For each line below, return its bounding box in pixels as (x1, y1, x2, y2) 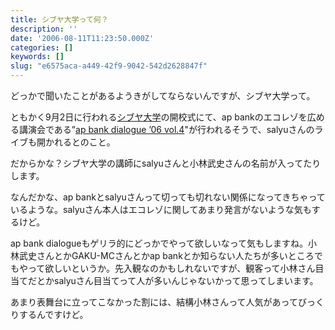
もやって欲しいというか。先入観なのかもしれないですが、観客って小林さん (10, 262, 316, 274)
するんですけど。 (18, 309, 89, 320)
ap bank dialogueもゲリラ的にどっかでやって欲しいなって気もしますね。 (10, 237, 309, 249)
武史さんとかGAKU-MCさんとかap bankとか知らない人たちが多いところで (18, 250, 323, 261)
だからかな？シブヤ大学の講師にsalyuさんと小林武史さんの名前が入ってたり (10, 157, 322, 169)
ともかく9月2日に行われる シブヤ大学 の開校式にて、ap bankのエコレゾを (10, 111, 308, 123)
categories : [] (10, 42, 74, 53)
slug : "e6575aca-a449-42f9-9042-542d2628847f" (10, 61, 208, 71)
